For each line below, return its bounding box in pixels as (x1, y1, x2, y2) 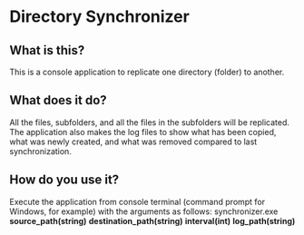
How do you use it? (9, 172, 120, 188)
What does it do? (9, 93, 107, 108)
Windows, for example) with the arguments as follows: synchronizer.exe (9, 206, 279, 217)
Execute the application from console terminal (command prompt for (9, 196, 266, 207)
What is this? (9, 43, 85, 58)
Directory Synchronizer (9, 6, 191, 27)
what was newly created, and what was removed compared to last (9, 136, 258, 147)
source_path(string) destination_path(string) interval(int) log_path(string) (9, 215, 296, 226)
